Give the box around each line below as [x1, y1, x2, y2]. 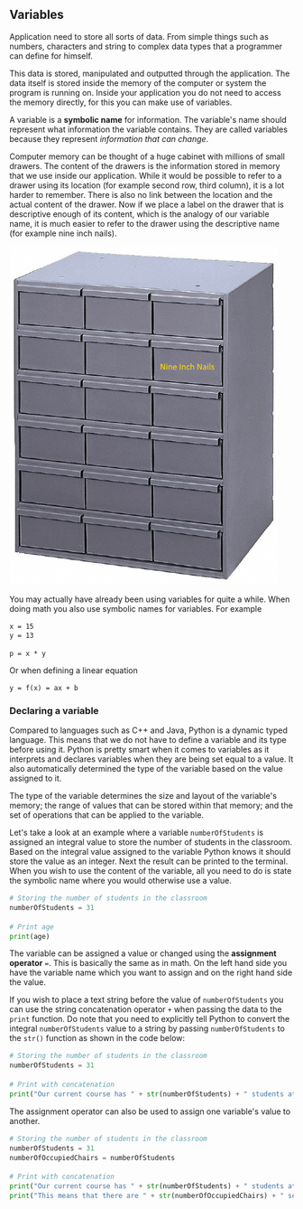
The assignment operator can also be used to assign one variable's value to [9, 1106, 291, 1117]
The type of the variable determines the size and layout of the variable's [9, 791, 278, 801]
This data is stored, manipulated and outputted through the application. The [9, 68, 290, 79]
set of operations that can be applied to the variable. [9, 810, 205, 820]
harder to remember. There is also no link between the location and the [9, 189, 273, 200]
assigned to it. [9, 773, 62, 784]
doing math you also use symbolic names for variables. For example [9, 603, 262, 614]
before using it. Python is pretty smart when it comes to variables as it [9, 745, 270, 755]
